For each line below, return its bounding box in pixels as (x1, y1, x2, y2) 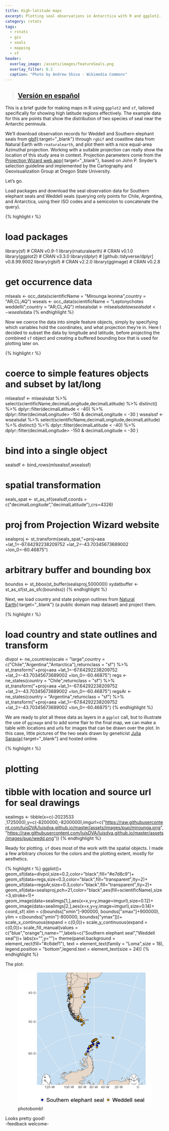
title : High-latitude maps (5, 8, 62, 13)
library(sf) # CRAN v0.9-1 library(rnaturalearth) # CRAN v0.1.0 (5, 248, 133, 254)
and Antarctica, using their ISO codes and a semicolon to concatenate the (5, 198, 159, 204)
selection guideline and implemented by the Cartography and (5, 163, 133, 169)
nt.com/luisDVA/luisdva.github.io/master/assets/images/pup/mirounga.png (5, 824, 161, 830)
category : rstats (5, 19, 42, 24)
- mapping (10, 45, 30, 50)
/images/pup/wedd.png (5, 835, 54, 841)
